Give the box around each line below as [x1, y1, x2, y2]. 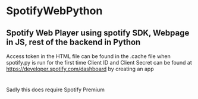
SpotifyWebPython [6, 4, 103, 18]
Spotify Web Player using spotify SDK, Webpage [6, 28, 190, 38]
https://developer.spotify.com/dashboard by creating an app [6, 65, 154, 72]
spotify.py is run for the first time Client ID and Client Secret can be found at [6, 59, 192, 66]
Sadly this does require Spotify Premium [6, 86, 105, 93]
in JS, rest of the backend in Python [6, 37, 141, 47]
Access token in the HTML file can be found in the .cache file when [6, 53, 171, 60]
